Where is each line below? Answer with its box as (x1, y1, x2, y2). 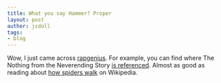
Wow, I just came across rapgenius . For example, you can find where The (7, 54, 215, 62)
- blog (7, 35, 26, 42)
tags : (7, 29, 23, 36)
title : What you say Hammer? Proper (7, 10, 112, 17)
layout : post (7, 16, 45, 23)
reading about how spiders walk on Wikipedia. (7, 69, 138, 77)
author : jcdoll (7, 22, 51, 29)
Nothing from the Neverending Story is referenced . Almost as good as (7, 61, 205, 69)
